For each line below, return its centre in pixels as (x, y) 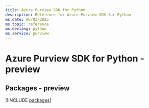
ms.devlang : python (26, 29)
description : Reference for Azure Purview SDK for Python (68, 15)
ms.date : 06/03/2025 (27, 19)
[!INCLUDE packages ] (28, 100)
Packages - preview (38, 88)
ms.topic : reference (27, 24)
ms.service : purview (27, 33)
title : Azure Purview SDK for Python (45, 10)
